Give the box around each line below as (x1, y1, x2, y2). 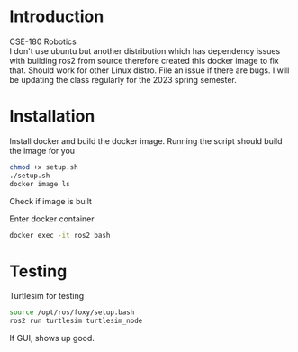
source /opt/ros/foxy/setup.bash (9, 308, 135, 317)
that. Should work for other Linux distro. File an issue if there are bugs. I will (9, 65, 290, 76)
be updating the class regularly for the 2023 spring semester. (9, 74, 237, 85)
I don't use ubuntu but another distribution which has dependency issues (9, 45, 281, 56)
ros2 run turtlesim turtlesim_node (9, 317, 143, 326)
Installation (9, 106, 95, 127)
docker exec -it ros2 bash (9, 230, 111, 239)
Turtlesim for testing (9, 291, 85, 302)
